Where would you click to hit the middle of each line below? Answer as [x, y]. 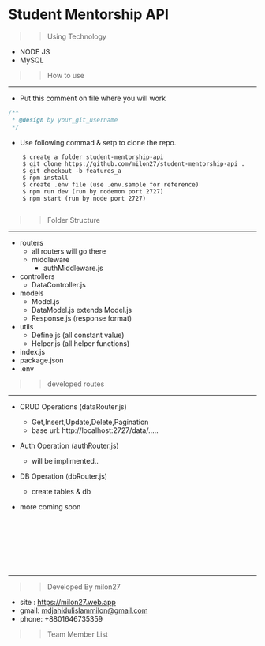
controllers [37, 276]
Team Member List [78, 634]
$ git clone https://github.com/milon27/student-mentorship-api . [134, 163]
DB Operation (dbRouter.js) [63, 476]
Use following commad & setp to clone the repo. [98, 142]
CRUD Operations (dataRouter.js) [73, 406]
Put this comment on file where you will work [93, 98]
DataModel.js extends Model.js [82, 310]
